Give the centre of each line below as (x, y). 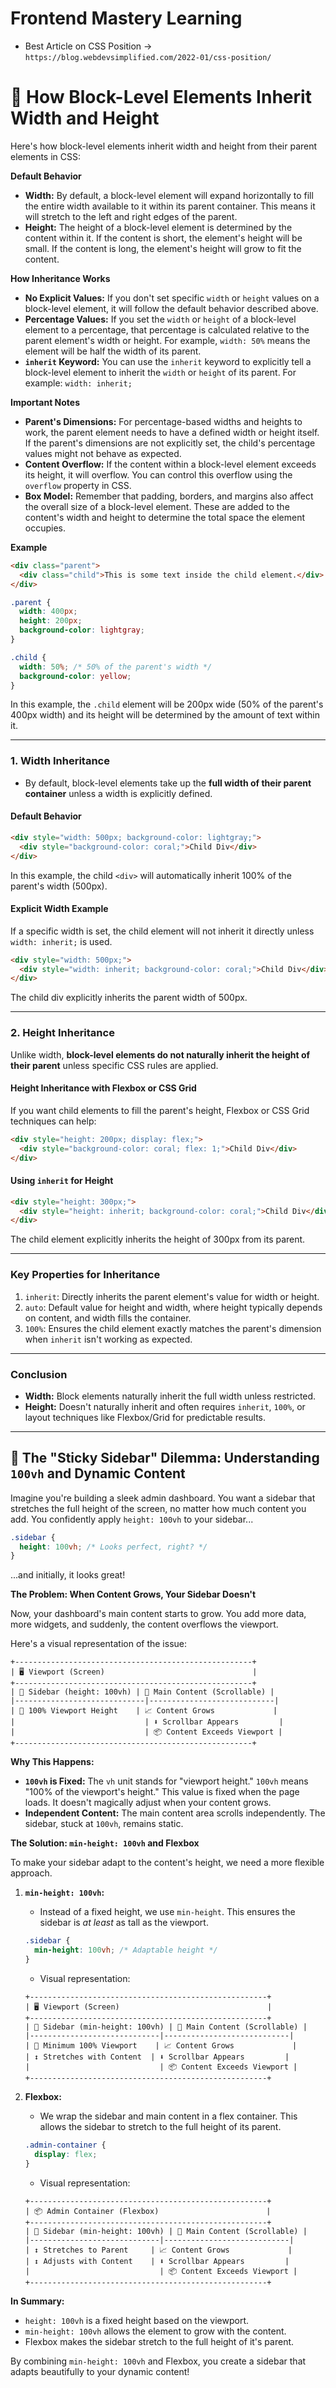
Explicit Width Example (59, 909)
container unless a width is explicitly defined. (118, 793)
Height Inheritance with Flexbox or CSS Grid (103, 1088)
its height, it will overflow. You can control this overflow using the (158, 474)
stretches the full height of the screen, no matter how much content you (158, 1508)
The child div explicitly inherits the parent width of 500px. (129, 998)
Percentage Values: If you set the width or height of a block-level (160, 319)
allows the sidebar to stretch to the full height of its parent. (160, 2126)
